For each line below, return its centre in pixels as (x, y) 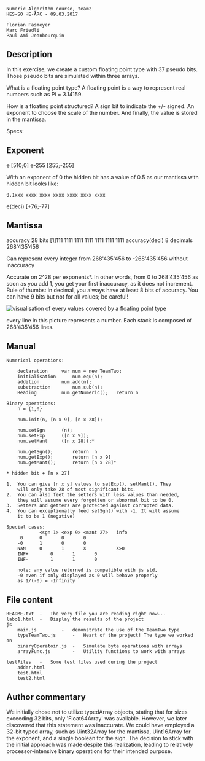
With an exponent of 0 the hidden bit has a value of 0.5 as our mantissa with (103, 177)
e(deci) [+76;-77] (28, 206)
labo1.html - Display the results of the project (75, 619)
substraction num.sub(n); (60, 388)
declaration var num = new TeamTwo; (70, 372)
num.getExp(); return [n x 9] (64, 458)
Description (29, 54)
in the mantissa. (26, 119)
